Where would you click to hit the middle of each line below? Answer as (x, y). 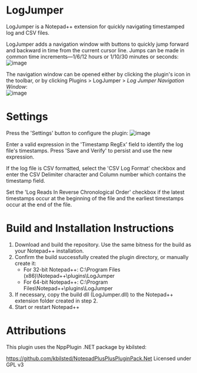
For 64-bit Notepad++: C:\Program (66, 282)
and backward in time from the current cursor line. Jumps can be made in (95, 50)
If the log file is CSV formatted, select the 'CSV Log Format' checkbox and (96, 168)
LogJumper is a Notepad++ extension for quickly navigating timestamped (95, 26)
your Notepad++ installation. (49, 251)
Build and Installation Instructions (90, 228)
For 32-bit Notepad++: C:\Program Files (72, 269)
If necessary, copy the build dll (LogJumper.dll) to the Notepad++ (94, 294)
